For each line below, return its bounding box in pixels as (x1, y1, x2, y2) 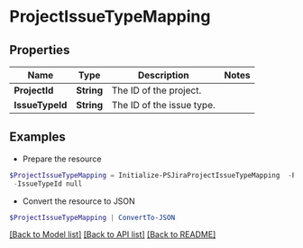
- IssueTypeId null (13, 179, 83, 188)
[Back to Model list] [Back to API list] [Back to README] (9, 229, 216, 240)
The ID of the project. (111, 84, 202, 96)
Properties (9, 42, 70, 58)
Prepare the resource (22, 153, 102, 164)
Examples (9, 129, 66, 145)
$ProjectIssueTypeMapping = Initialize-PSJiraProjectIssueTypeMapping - (9, 170, 293, 179)
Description (138, 69, 189, 81)
